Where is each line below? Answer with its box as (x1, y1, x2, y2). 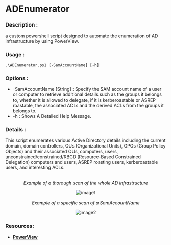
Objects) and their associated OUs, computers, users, (5, 149, 118, 155)
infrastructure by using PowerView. (5, 38, 79, 44)
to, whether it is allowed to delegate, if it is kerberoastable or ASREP (12, 97, 156, 103)
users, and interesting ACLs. (5, 164, 65, 171)
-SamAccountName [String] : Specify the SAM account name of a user (12, 86, 162, 92)
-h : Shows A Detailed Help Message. (12, 113, 92, 119)
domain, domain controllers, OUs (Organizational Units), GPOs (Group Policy (5, 143, 166, 149)
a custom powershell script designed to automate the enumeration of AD (5, 33, 158, 39)
